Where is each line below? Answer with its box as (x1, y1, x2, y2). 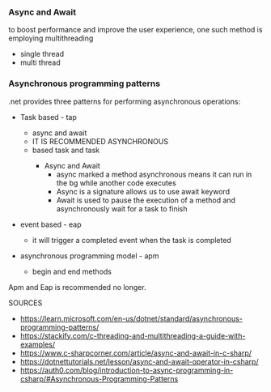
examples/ (19, 339, 55, 349)
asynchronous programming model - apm (19, 250, 159, 261)
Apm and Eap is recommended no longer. (8, 282, 147, 292)
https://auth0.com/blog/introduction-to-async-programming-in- (19, 365, 234, 375)
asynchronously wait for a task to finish (56, 203, 188, 213)
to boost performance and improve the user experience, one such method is (8, 25, 263, 35)
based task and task (32, 145, 100, 155)
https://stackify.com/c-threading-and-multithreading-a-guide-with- (19, 330, 246, 340)
